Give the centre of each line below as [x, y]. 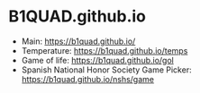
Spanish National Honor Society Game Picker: [106, 70]
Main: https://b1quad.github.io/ [78, 41]
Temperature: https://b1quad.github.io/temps [105, 50]
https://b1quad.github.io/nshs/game [88, 79]
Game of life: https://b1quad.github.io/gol [98, 60]
